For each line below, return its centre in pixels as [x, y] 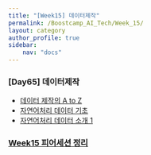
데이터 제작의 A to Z [51, 101]
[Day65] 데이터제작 [44, 82]
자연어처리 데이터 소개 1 [56, 121]
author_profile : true [44, 38]
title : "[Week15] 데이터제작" [54, 15]
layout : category [37, 30]
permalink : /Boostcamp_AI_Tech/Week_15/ [76, 23]
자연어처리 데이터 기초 [54, 110]
